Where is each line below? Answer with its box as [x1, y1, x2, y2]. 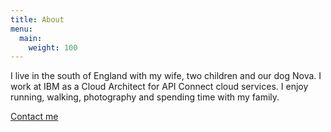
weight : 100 [28, 42, 78, 53]
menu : [10, 24, 33, 34]
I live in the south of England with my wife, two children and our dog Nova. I [10, 70, 322, 82]
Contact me [10, 111, 59, 123]
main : [19, 33, 43, 43]
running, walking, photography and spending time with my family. [10, 91, 280, 103]
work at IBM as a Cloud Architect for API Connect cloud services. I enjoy [10, 81, 309, 93]
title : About [10, 14, 65, 25]
